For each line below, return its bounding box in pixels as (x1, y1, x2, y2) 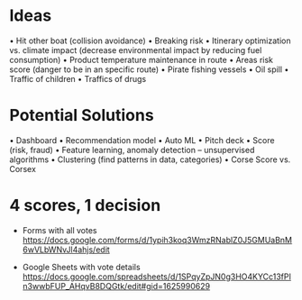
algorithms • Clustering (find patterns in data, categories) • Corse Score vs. (9, 154, 291, 165)
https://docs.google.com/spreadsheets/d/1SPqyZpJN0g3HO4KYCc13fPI (22, 271, 291, 282)
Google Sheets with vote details (22, 261, 142, 272)
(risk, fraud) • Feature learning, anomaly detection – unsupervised (9, 144, 255, 155)
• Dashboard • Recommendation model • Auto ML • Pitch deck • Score (9, 134, 275, 145)
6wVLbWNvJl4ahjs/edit (22, 244, 110, 255)
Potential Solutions (9, 105, 155, 126)
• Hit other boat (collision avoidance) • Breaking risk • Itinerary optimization (9, 35, 291, 46)
